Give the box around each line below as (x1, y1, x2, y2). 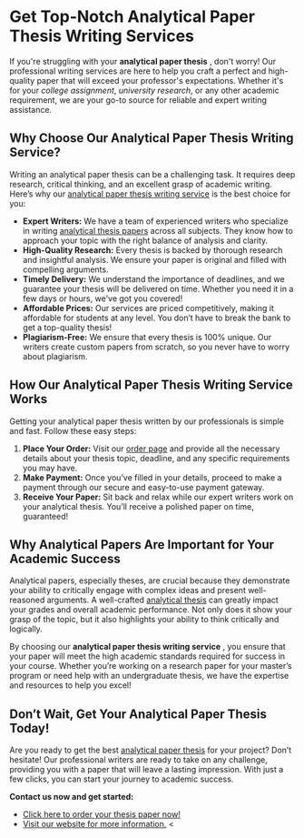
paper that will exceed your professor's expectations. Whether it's (36, 75, 284, 86)
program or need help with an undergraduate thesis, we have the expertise (9, 671, 289, 682)
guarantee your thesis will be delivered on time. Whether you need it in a (22, 283, 294, 294)
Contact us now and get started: (9, 792, 134, 803)
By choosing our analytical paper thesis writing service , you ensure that (9, 641, 286, 652)
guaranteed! (22, 510, 69, 521)
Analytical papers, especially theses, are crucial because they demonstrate (9, 575, 290, 586)
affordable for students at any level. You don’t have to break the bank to (22, 312, 291, 323)
